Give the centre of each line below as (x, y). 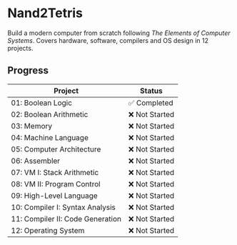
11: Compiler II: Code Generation (66, 219)
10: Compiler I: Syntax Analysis (63, 207)
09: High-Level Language (54, 196)
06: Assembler (36, 161)
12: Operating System (48, 230)
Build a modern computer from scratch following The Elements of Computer (119, 33)
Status (151, 91)
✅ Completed (151, 103)
